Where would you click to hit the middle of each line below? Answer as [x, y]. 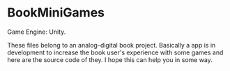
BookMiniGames [56, 13]
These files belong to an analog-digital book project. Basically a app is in [112, 45]
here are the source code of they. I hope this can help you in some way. [110, 59]
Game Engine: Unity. [37, 32]
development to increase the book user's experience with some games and [115, 52]
